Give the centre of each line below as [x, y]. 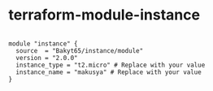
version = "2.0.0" [47, 58]
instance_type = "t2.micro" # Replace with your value [111, 65]
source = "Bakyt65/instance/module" [80, 50]
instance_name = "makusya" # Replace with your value [109, 72]
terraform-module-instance [104, 15]
